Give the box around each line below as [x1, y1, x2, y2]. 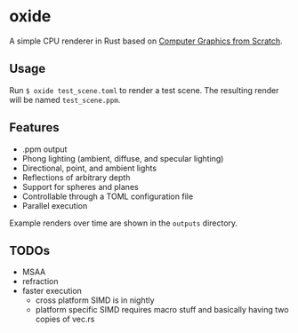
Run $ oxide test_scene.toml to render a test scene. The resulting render [9, 84, 279, 95]
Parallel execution [21, 200, 88, 210]
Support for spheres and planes [21, 181, 140, 192]
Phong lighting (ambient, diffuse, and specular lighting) [21, 153, 224, 163]
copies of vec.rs [35, 313, 95, 325]
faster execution [21, 286, 83, 297]
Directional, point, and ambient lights [21, 163, 157, 173]
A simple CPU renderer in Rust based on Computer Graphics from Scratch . [9, 36, 283, 46]
